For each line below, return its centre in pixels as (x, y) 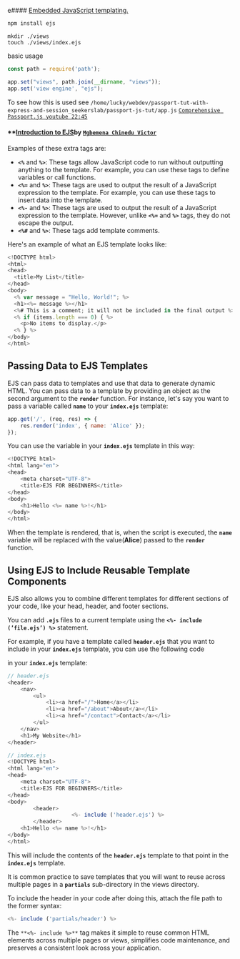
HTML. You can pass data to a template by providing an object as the (109, 391)
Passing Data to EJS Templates (78, 366)
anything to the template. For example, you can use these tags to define (124, 169)
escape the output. (45, 223)
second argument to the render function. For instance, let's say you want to (118, 398)
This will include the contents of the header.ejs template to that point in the (118, 855)
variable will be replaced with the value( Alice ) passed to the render (106, 540)
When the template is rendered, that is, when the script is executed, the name (120, 532)
